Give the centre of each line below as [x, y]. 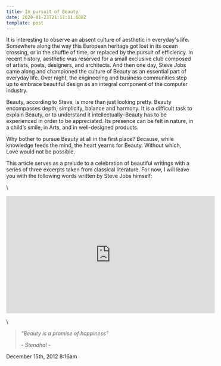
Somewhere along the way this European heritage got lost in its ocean [92, 46]
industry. [17, 91]
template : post [25, 23]
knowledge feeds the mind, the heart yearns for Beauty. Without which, [94, 145]
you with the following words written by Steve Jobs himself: [80, 176]
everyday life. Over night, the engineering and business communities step [97, 78]
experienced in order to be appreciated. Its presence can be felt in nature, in [100, 121]
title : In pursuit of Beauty [42, 12]
